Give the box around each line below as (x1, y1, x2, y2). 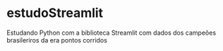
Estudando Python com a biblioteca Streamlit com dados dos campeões (6, 28, 217, 37)
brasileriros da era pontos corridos (6, 35, 107, 44)
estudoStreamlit (6, 5, 104, 21)
